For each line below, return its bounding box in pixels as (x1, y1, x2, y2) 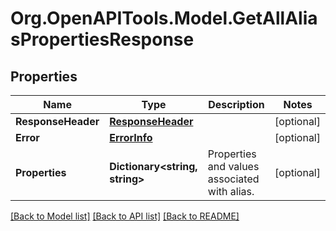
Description (208, 98, 265, 111)
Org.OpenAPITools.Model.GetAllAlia (10, 7, 318, 30)
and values (207, 160, 260, 173)
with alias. (207, 185, 255, 198)
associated (207, 172, 260, 186)
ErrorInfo (109, 131, 153, 144)
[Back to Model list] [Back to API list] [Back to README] (10, 210, 240, 222)
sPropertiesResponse (10, 28, 195, 51)
